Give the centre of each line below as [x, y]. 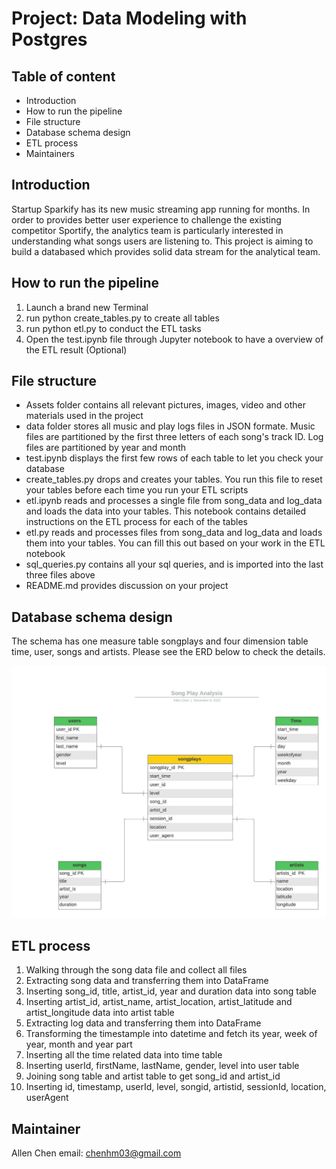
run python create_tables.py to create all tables [122, 318]
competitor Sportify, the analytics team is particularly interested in [147, 230]
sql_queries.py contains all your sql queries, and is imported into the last [174, 564]
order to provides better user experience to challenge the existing [146, 219]
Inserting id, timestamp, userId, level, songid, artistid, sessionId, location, [176, 1087]
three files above [60, 575]
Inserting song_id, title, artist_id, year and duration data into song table [171, 991]
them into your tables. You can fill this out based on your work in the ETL [175, 543]
